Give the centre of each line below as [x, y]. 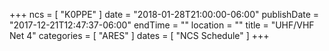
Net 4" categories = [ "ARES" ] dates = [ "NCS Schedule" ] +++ [139, 35]
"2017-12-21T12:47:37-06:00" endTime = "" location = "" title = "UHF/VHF [162, 25]
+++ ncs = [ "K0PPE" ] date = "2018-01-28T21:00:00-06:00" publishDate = [164, 14]
